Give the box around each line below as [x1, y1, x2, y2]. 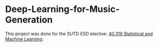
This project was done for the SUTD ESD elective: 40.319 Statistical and [5, 30, 153, 36]
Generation [5, 14, 53, 25]
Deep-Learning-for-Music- [5, 3, 120, 15]
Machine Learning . [5, 36, 44, 42]
